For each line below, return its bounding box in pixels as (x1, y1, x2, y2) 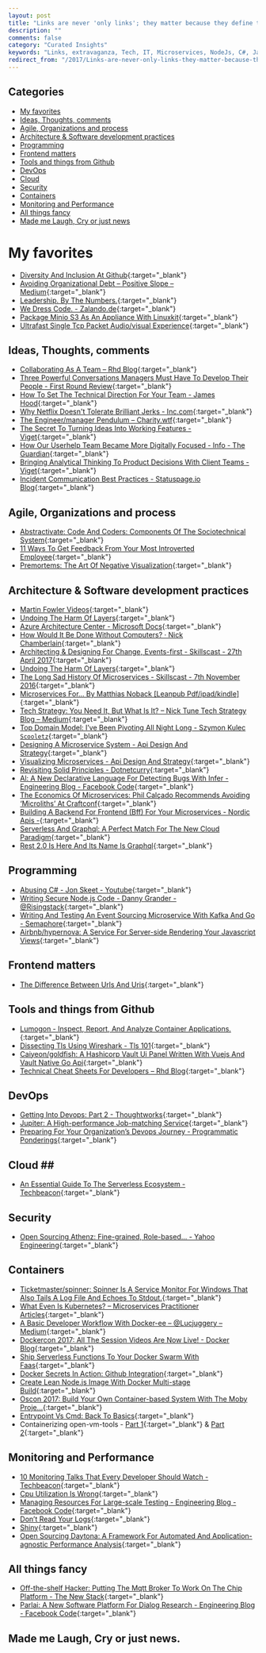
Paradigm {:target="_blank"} (19, 833, 111, 842)
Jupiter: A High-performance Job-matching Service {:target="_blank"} (19, 1119, 249, 1128)
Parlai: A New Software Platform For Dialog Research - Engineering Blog (19, 1601, 256, 1610)
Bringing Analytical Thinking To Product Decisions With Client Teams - (19, 457, 249, 467)
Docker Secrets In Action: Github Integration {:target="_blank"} (19, 1369, 223, 1378)
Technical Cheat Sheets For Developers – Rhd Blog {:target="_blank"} (19, 1065, 245, 1076)
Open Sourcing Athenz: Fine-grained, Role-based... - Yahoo (19, 1231, 215, 1241)
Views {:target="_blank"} (19, 935, 100, 945)
